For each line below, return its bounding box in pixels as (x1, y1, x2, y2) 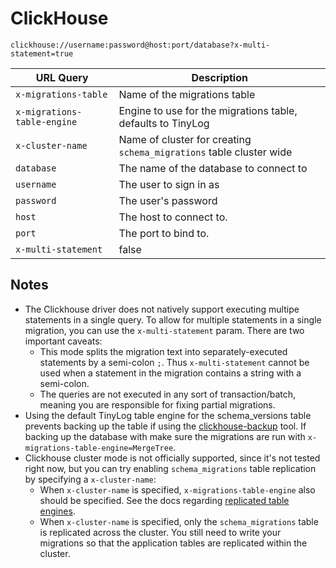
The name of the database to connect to (118, 161, 308, 175)
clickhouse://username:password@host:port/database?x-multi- (10, 40, 271, 50)
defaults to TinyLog (118, 116, 210, 130)
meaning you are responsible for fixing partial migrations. (39, 398, 276, 411)
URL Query (35, 70, 89, 84)
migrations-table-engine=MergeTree (24, 443, 174, 453)
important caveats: (24, 335, 103, 347)
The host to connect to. (118, 210, 228, 224)
